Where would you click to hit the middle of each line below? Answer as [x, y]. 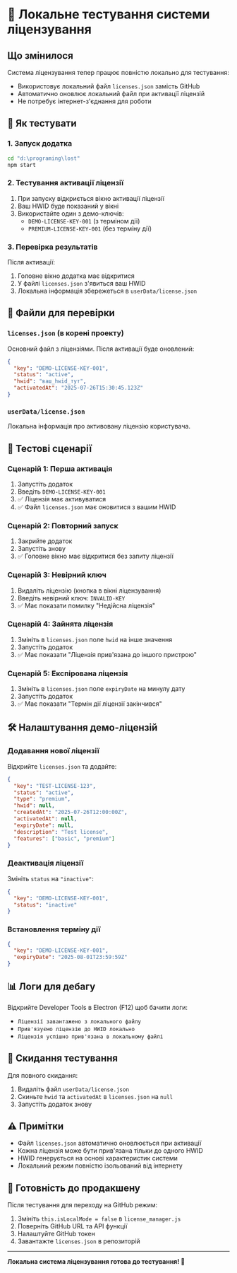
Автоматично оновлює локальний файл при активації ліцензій [111, 94]
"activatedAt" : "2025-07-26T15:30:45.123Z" [78, 388]
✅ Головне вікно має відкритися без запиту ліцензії [96, 556]
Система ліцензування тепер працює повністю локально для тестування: [118, 72]
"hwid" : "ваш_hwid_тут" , [50, 381]
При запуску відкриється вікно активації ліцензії [91, 198]
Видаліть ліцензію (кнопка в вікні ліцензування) [89, 591]
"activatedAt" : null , [45, 819]
